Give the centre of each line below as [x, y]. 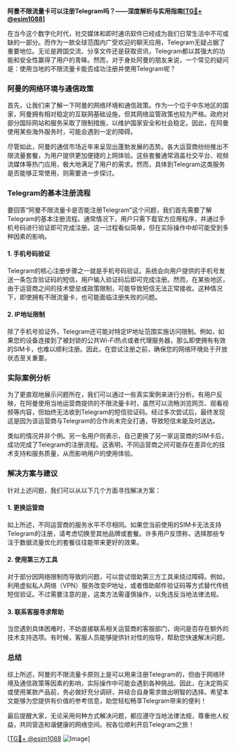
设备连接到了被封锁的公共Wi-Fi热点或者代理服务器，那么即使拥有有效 [126, 340]
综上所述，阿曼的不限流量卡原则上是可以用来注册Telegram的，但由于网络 [113, 674]
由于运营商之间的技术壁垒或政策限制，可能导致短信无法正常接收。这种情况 [115, 288]
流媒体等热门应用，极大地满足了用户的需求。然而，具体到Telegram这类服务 [116, 164]
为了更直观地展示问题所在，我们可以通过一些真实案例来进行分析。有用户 [112, 394]
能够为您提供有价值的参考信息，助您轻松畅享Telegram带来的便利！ [110, 701]
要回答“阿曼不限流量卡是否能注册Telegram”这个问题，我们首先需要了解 [110, 210]
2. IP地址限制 [26, 314]
